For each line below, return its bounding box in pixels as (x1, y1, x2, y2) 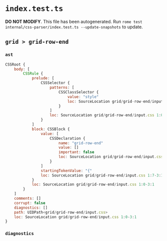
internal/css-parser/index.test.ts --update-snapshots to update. (5, 24, 143, 30)
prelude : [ (31, 76, 55, 81)
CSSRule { (23, 71, 43, 76)
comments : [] (14, 196, 41, 201)
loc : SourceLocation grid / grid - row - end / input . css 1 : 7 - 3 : (40, 173, 162, 178)
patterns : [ (49, 85, 75, 90)
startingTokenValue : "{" (40, 168, 92, 173)
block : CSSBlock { (31, 126, 70, 132)
